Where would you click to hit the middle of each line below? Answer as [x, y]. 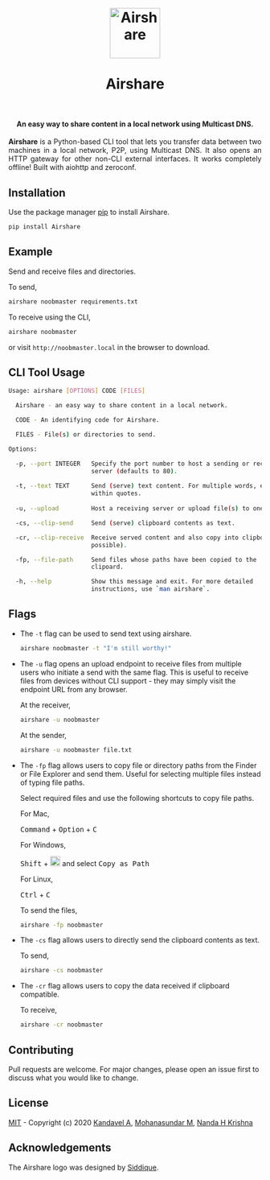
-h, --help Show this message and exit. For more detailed [134, 582]
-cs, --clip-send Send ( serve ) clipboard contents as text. [125, 523]
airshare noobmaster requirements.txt [73, 301]
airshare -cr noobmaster [61, 1025]
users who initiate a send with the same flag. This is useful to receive [134, 672]
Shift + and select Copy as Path [85, 863]
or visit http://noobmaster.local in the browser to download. [109, 347]
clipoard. [108, 567]
